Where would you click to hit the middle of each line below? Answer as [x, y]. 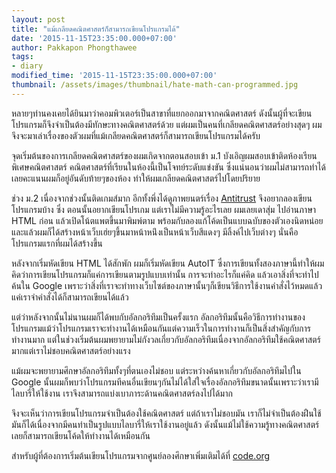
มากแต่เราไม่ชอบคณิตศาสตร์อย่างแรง [71, 350]
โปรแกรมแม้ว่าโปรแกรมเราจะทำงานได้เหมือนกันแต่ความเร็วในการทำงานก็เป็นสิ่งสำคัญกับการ [161, 328]
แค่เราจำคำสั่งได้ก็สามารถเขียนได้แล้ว [70, 297]
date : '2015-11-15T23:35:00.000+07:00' [94, 38]
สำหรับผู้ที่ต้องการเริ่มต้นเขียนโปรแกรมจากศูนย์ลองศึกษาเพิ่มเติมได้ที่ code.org [141, 455]
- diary [27, 66]
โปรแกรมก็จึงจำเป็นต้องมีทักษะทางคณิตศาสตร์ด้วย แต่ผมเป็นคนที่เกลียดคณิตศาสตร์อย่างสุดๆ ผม [167, 124]
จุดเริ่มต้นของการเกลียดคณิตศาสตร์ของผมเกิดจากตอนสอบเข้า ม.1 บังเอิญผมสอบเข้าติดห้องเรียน [164, 155]
